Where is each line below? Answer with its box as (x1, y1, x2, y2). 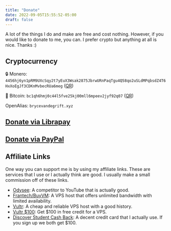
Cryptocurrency (5, 57, 58, 66)
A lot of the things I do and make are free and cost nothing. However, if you (5, 31, 164, 37)
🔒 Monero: (5, 71, 27, 77)
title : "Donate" (5, 7, 40, 13)
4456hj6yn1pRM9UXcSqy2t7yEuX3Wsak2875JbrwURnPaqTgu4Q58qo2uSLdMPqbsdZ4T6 (5, 78, 166, 84)
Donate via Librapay (5, 118, 71, 126)
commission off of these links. (5, 177, 69, 183)
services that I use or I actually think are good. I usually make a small (5, 171, 150, 178)
